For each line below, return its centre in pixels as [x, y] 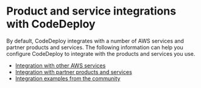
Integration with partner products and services [73, 72]
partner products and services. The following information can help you [95, 47]
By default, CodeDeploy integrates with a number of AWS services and [95, 41]
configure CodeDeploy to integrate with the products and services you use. [101, 53]
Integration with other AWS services [60, 66]
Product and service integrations [91, 11]
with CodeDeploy [51, 24]
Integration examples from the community [68, 78]
